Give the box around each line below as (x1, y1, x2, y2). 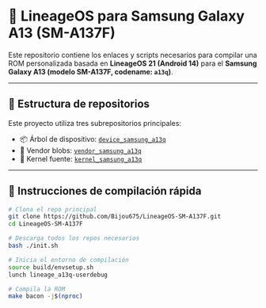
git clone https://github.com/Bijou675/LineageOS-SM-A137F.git (8, 213, 222, 221)
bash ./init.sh (8, 241, 59, 250)
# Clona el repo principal (8, 205, 97, 213)
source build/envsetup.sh (8, 263, 93, 272)
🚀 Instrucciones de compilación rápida (8, 184, 202, 198)
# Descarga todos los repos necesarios (8, 234, 140, 242)
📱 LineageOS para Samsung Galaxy (8, 7, 245, 25)
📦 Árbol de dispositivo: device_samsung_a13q (19, 134, 166, 143)
